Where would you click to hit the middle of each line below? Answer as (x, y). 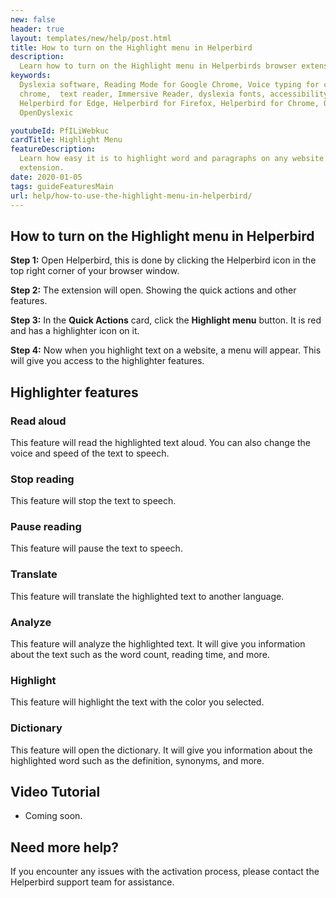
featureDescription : (53, 149)
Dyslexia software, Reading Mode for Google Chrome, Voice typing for (169, 85)
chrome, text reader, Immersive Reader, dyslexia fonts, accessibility (174, 94)
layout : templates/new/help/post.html (91, 38)
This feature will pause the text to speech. (96, 548)
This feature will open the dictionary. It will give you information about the (161, 750)
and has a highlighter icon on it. (75, 331)
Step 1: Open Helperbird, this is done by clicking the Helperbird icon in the (163, 260)
